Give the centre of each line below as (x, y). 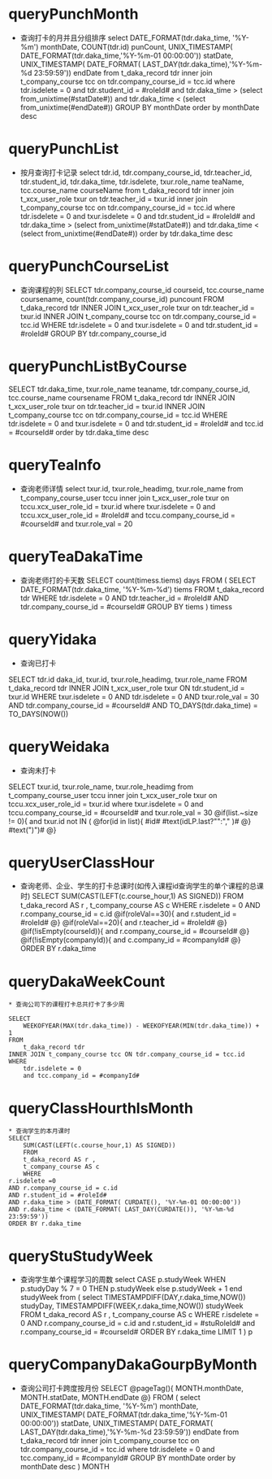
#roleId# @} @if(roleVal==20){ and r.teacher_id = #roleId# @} (123, 923)
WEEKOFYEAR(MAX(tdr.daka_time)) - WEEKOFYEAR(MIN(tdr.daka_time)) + (141, 1026)
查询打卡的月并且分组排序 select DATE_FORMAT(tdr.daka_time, (125, 37)
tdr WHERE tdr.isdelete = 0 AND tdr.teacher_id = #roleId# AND (125, 598)
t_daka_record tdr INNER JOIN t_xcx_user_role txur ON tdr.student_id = (127, 687)
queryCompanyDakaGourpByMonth (133, 1365)
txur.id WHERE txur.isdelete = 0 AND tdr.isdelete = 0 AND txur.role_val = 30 (134, 696)
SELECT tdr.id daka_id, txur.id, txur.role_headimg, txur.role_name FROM (128, 679)
